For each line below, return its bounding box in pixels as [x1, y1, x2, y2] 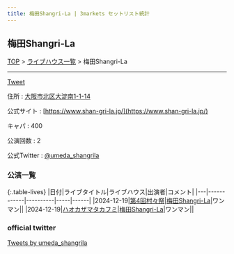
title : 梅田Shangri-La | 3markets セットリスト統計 [7, 10, 150, 17]
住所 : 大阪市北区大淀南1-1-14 [7, 92, 91, 101]
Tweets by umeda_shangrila [7, 239, 88, 247]
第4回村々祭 [130, 196, 165, 205]
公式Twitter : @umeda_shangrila [7, 151, 100, 160]
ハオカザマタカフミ [62, 205, 118, 213]
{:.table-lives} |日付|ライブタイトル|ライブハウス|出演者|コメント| [7, 187, 194, 196]
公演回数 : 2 [7, 136, 41, 145]
